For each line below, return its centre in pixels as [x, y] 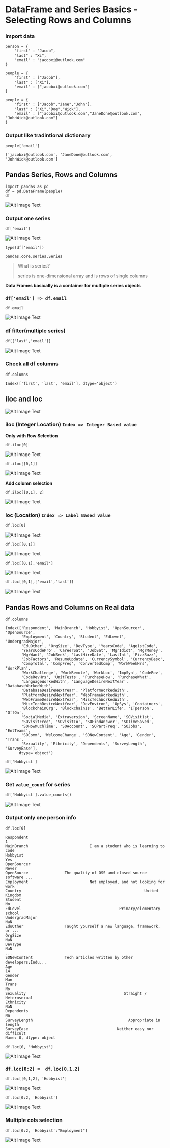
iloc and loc [24, 399]
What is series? [34, 265]
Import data [20, 36]
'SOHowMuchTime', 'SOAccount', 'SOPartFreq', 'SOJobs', [82, 726]
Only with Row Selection [32, 435]
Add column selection [29, 483]
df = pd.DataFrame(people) [34, 191]
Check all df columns [32, 364]
